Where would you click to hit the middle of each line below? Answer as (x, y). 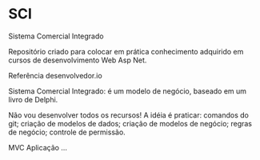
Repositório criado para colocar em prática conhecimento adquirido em (126, 51)
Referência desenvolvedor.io (55, 75)
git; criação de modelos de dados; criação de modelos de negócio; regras (130, 123)
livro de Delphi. (33, 99)
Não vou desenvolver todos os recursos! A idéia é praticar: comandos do (129, 115)
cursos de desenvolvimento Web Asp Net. (78, 60)
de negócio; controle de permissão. (67, 132)
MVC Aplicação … (38, 147)
